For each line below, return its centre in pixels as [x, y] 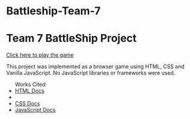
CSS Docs [27, 103]
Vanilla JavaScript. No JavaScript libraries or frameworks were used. [91, 73]
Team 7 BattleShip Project [71, 39]
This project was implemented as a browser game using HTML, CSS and [95, 66]
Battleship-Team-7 [53, 11]
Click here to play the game [40, 55]
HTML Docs [30, 91]
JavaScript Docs [35, 110]
